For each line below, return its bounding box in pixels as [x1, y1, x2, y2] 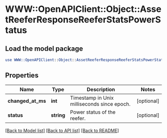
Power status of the [70, 108, 116, 115]
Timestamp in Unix [70, 94, 114, 101]
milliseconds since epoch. [70, 100, 131, 107]
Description [86, 86, 115, 93]
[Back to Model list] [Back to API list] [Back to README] [5, 128, 119, 134]
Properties [5, 71, 39, 80]
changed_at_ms [7, 97, 46, 104]
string [51, 112, 66, 119]
